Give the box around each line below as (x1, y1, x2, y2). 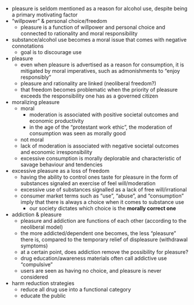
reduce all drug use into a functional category (20, 286, 131, 293)
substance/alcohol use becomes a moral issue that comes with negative (11, 36, 187, 43)
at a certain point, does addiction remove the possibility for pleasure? (20, 249, 189, 255)
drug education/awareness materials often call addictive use (20, 255, 168, 262)
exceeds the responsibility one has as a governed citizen (20, 92, 159, 99)
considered (20, 273, 48, 280)
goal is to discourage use (20, 49, 82, 55)
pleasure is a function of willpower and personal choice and (20, 24, 166, 31)
